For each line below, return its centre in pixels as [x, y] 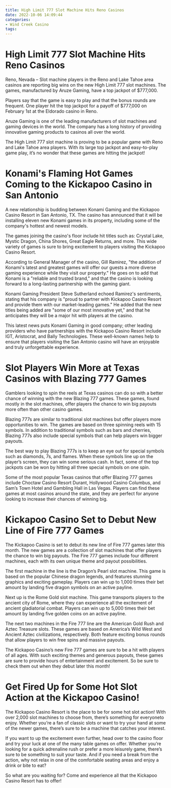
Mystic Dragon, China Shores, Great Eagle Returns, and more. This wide [81, 241]
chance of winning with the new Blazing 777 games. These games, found [82, 398]
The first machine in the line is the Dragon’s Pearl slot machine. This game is [86, 571]
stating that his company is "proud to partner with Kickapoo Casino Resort [83, 299]
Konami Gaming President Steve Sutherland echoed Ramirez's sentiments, [83, 294]
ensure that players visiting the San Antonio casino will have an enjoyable [82, 342]
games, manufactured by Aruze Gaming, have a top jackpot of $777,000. [82, 91]
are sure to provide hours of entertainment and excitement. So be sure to [82, 660]
